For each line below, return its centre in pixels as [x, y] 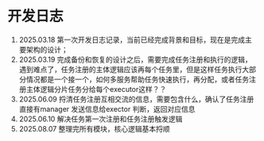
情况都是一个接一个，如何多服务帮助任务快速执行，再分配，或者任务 [138, 79]
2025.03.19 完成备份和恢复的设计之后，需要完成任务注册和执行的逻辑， [135, 59]
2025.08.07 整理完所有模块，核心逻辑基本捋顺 [94, 128]
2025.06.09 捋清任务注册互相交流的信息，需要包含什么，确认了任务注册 [136, 99]
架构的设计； [47, 49]
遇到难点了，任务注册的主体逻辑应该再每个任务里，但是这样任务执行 [130, 69]
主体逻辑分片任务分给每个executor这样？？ [96, 89]
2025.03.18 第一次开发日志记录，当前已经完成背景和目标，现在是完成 [132, 40]
